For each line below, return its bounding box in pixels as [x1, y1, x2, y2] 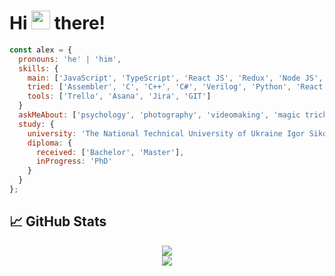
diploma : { [27, 138, 73, 148]
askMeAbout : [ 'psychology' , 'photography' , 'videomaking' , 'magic [18, 110, 301, 120]
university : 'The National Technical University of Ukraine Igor [27, 128, 306, 139]
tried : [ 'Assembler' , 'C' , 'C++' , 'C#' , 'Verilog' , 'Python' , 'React [27, 82, 324, 92]
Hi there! [9, 12, 106, 35]
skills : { [18, 63, 59, 74]
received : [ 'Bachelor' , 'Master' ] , [35, 147, 185, 157]
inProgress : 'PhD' [35, 156, 113, 167]
